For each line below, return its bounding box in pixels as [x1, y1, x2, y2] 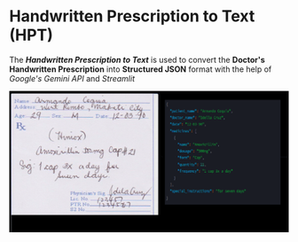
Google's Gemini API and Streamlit [9, 73, 136, 83]
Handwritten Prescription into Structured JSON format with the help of [9, 64, 272, 74]
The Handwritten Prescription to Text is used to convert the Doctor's [9, 54, 265, 65]
